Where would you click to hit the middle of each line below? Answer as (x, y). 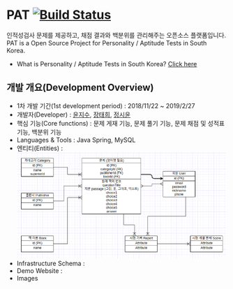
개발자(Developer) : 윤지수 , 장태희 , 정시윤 (73, 114)
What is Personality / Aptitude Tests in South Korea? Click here (107, 64)
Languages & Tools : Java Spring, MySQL (76, 140)
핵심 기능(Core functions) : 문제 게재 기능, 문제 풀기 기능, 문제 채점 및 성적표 (120, 123)
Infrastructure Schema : (51, 263)
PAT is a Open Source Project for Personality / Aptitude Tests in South (107, 43)
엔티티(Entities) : (40, 148)
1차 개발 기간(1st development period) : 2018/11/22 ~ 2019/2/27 (106, 105)
